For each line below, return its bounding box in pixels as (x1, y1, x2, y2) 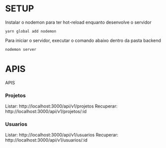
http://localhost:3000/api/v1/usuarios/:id (5, 137, 88, 143)
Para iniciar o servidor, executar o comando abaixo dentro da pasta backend (5, 37, 161, 43)
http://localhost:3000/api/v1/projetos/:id (5, 109, 87, 114)
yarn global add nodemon (5, 29, 56, 34)
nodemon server (5, 47, 37, 52)
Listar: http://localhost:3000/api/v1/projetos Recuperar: (5, 103, 118, 109)
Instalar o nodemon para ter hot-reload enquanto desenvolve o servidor (5, 19, 152, 25)
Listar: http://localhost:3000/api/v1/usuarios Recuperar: (5, 132, 118, 138)
